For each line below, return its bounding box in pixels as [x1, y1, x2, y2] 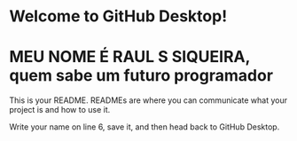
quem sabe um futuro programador [9, 66, 273, 86]
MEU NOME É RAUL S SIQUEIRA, [9, 47, 251, 67]
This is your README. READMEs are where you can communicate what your [9, 95, 288, 106]
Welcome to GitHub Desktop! [9, 6, 228, 27]
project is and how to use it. [9, 105, 111, 115]
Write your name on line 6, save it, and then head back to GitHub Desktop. [9, 121, 280, 132]
